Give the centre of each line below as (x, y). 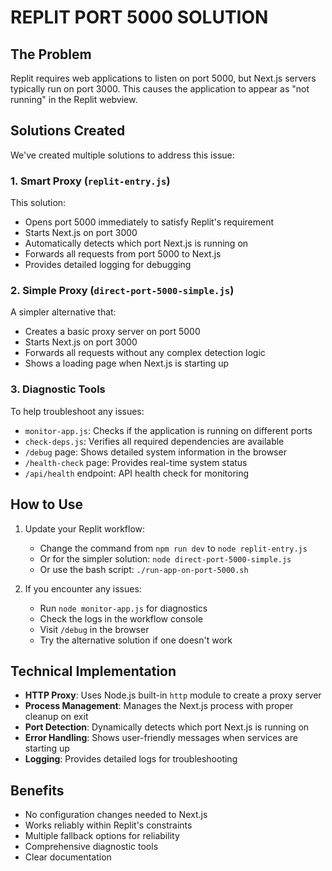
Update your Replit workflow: (85, 528)
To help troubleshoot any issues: (77, 411)
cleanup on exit (56, 717)
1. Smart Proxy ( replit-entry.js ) (90, 181)
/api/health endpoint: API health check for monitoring (137, 473)
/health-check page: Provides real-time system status (136, 462)
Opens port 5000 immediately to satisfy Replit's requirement (149, 222)
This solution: (38, 203)
